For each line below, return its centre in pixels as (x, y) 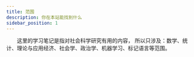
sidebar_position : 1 (32, 23)
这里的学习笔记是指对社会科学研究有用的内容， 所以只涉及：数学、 (100, 41)
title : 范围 (20, 12)
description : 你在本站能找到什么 (44, 17)
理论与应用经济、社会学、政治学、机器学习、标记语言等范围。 (93, 48)
